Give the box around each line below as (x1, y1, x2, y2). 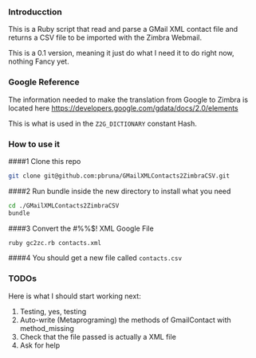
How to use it (8, 138, 60, 150)
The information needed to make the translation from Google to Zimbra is (8, 95, 249, 104)
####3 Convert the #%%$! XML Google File (8, 224, 154, 233)
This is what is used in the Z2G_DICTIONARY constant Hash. (8, 119, 197, 128)
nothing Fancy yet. (8, 56, 69, 66)
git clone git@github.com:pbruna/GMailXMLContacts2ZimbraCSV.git (8, 172, 230, 180)
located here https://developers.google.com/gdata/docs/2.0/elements (8, 103, 238, 113)
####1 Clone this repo (8, 156, 81, 165)
